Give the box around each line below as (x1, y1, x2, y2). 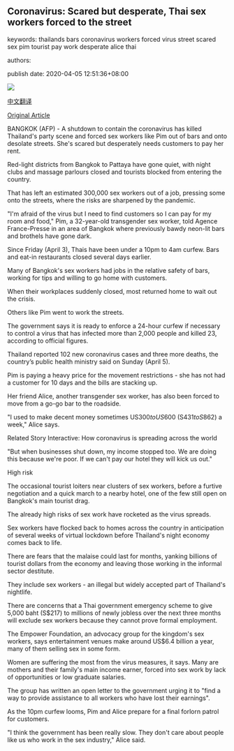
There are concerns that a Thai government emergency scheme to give (7, 601, 213, 609)
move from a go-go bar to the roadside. (7, 399, 122, 408)
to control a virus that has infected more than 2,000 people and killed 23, (7, 329, 217, 337)
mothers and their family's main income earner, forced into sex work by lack (7, 665, 226, 674)
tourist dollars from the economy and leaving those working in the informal (7, 559, 222, 567)
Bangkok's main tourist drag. (7, 496, 90, 505)
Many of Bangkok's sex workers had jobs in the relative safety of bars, (7, 266, 210, 274)
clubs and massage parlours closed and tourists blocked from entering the (7, 168, 222, 176)
